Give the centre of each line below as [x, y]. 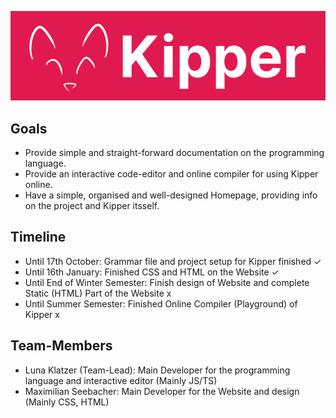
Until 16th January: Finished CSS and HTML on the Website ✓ [152, 272]
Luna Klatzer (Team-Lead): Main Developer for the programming [157, 370]
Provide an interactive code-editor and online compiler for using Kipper [171, 173]
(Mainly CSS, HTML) [67, 402]
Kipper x [42, 314]
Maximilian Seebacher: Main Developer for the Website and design [162, 391]
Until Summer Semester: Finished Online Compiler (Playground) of [161, 303]
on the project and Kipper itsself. [92, 205]
